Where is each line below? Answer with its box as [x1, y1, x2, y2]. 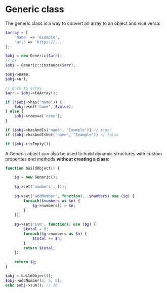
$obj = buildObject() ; [5, 273, 53, 278]
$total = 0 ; [23, 227, 49, 232]
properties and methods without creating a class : [5, 156, 110, 162]
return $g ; [14, 260, 37, 265]
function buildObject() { [5, 165, 60, 171]
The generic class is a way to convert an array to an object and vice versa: [5, 20, 161, 26]
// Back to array [5, 86, 42, 91]
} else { [5, 109, 24, 114]
